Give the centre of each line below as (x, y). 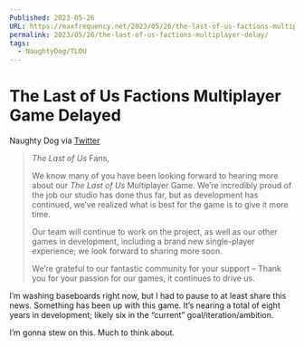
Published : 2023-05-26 (52, 18)
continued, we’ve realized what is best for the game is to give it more (160, 205)
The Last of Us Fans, (71, 159)
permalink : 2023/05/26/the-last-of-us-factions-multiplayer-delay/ (139, 34)
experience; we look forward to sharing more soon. (127, 251)
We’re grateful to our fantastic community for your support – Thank (157, 269)
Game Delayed (66, 116)
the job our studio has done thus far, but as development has (145, 195)
